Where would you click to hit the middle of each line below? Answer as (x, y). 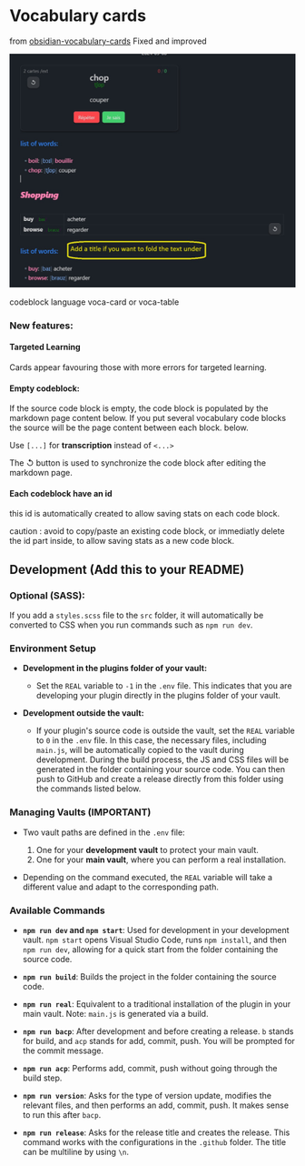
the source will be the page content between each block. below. (129, 427)
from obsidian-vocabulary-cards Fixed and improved (108, 41)
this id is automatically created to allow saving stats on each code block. (145, 514)
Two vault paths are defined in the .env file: (103, 832)
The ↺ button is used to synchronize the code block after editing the (138, 463)
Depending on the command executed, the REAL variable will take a (148, 877)
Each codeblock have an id (61, 493)
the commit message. (63, 1050)
